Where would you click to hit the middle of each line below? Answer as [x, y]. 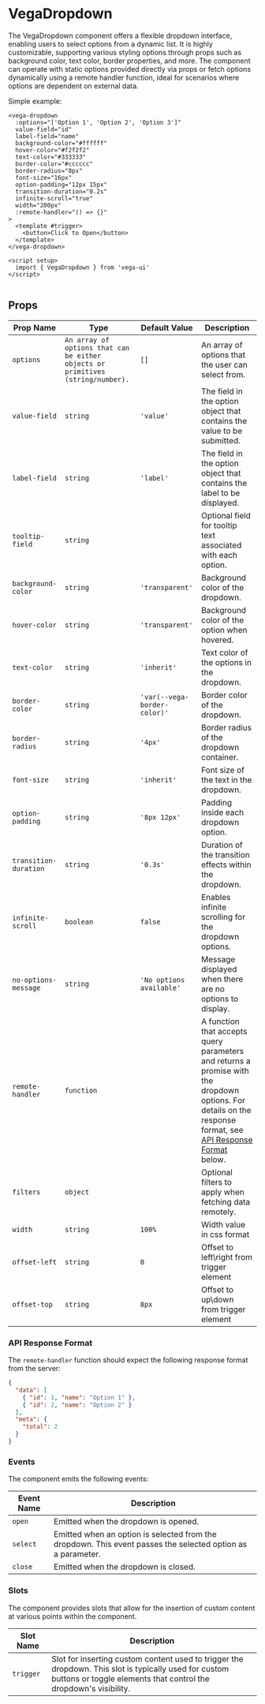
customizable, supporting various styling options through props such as [125, 52]
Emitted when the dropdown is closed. [125, 1567]
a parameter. [77, 1554]
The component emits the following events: [78, 1479]
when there [222, 979]
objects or [85, 363]
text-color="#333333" [51, 157]
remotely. [218, 1212]
